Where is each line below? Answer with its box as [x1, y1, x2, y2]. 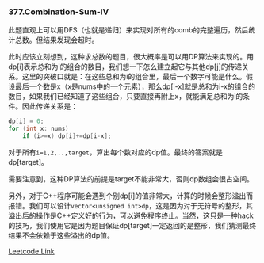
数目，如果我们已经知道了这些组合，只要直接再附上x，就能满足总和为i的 [8, 92, 243, 101]
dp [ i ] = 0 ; [8, 117, 44, 125]
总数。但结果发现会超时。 [14, 35, 99, 45]
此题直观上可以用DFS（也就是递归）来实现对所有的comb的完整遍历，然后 [8, 25, 249, 35]
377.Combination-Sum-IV [8, 6, 109, 17]
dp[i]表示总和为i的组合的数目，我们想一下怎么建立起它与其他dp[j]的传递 [8, 62, 243, 71]
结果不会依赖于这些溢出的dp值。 [8, 231, 115, 240]
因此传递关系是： [21, 101, 78, 111]
